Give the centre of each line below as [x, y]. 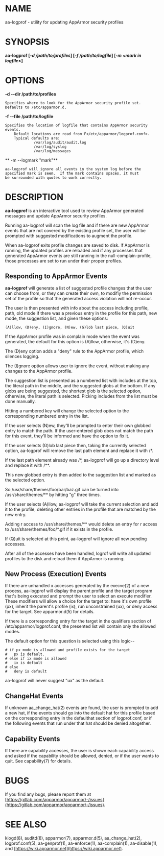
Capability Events [33, 739]
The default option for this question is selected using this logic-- [70, 641]
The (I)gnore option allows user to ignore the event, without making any [77, 366]
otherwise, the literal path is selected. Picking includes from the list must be [81, 396]
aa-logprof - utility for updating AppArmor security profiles [64, 22]
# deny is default [26, 671]
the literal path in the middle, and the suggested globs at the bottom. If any [80, 385]
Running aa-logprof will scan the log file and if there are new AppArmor [77, 225]
